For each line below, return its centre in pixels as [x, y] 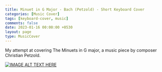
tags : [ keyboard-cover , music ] [37, 18]
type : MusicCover [23, 37]
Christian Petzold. [23, 55]
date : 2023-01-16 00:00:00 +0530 [39, 28]
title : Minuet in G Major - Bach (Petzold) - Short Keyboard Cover [75, 9]
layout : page [18, 32]
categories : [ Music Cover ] [32, 14]
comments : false [21, 23]
